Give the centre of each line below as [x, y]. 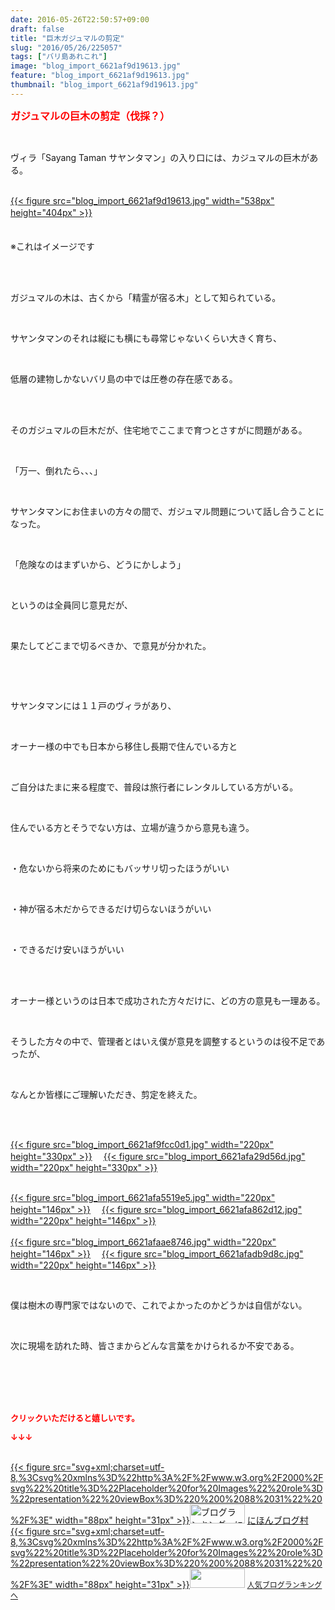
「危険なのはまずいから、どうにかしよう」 [98, 564]
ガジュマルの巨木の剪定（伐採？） [90, 116]
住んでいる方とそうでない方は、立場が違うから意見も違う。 [132, 827]
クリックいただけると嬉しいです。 [75, 1417]
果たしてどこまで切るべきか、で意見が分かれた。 [111, 645]
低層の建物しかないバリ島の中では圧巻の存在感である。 [124, 378]
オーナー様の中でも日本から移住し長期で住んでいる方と [124, 746]
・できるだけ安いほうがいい [67, 949]
